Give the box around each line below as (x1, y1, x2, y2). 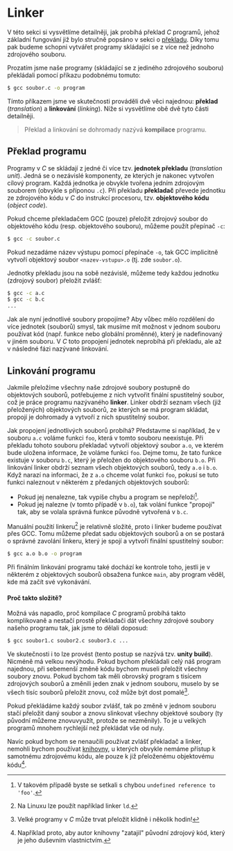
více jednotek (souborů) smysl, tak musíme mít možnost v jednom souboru (7, 322, 221, 331)
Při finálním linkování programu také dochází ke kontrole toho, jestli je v (7, 563, 210, 571)
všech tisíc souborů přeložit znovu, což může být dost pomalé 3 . (7, 687, 189, 697)
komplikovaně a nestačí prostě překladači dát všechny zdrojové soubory (7, 617, 214, 625)
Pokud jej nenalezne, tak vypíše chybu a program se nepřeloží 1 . (17, 491, 199, 501)
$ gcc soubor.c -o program (7, 84, 85, 91)
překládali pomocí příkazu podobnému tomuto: (7, 71, 141, 79)
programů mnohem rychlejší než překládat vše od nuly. (7, 724, 164, 732)
